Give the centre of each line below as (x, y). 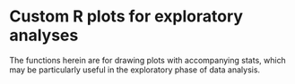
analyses (44, 35)
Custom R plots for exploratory (126, 17)
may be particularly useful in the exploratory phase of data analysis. (135, 70)
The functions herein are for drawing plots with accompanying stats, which (148, 60)
